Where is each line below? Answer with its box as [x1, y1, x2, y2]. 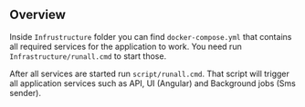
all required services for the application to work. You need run [9, 41, 242, 52]
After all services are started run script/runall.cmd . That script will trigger [9, 68, 290, 79]
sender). [9, 87, 41, 98]
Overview [9, 7, 67, 23]
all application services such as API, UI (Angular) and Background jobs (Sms [9, 77, 297, 89]
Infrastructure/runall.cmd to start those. [9, 50, 167, 62]
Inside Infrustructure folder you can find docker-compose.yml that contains [9, 31, 292, 42]
